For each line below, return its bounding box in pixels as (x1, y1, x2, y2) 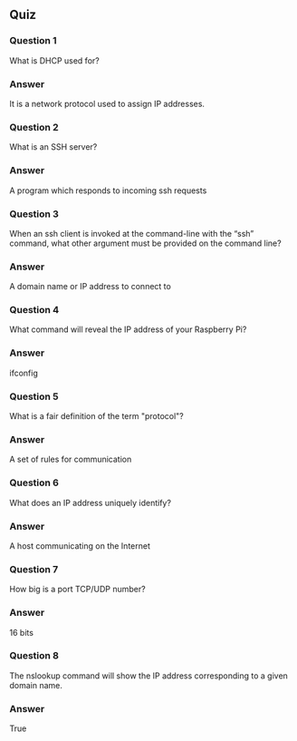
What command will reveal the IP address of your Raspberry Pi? (9, 324, 247, 335)
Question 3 (9, 208, 59, 220)
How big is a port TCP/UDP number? (9, 584, 147, 595)
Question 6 (9, 476, 59, 489)
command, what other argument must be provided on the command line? (9, 238, 283, 249)
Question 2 (9, 121, 59, 133)
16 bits (9, 627, 34, 638)
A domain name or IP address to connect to (9, 281, 172, 292)
